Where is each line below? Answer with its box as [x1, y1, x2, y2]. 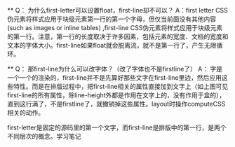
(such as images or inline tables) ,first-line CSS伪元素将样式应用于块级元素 [7, 24, 223, 31]
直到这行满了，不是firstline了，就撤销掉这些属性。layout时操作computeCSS [7, 100, 226, 108]
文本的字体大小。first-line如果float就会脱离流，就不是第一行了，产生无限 [7, 41, 217, 49]
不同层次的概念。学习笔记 [7, 132, 81, 140]
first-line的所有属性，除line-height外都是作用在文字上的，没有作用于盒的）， [7, 91, 226, 99]
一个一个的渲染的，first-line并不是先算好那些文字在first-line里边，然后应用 [7, 73, 222, 82]
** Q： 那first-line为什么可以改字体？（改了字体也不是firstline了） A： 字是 [7, 65, 223, 73]
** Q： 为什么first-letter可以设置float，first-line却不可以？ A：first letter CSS [7, 6, 228, 14]
